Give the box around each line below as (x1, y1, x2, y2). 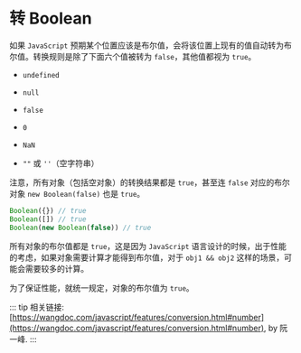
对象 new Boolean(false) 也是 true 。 (9, 188, 146, 199)
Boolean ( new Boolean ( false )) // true (9, 223, 152, 232)
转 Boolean (9, 8, 92, 29)
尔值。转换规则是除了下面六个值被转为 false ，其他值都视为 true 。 (9, 51, 257, 61)
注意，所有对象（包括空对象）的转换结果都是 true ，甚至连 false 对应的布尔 (9, 177, 291, 188)
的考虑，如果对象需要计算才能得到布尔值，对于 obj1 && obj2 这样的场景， (9, 252, 285, 263)
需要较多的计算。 (24, 263, 89, 274)
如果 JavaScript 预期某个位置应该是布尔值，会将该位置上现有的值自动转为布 (9, 40, 292, 51)
